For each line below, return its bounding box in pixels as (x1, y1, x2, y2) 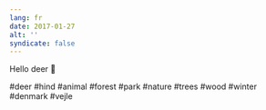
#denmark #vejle (9, 91, 73, 102)
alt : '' (9, 30, 39, 39)
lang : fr (9, 13, 43, 23)
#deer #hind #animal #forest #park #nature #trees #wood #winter (9, 81, 258, 92)
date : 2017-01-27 (9, 22, 76, 31)
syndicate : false (9, 38, 76, 48)
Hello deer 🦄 (9, 64, 56, 75)
